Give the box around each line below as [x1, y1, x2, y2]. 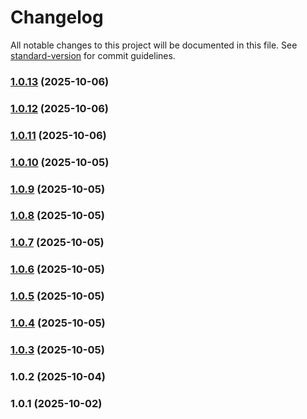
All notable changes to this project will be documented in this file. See [10, 39, 298, 51]
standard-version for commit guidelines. [10, 49, 176, 61]
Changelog [10, 6, 104, 29]
